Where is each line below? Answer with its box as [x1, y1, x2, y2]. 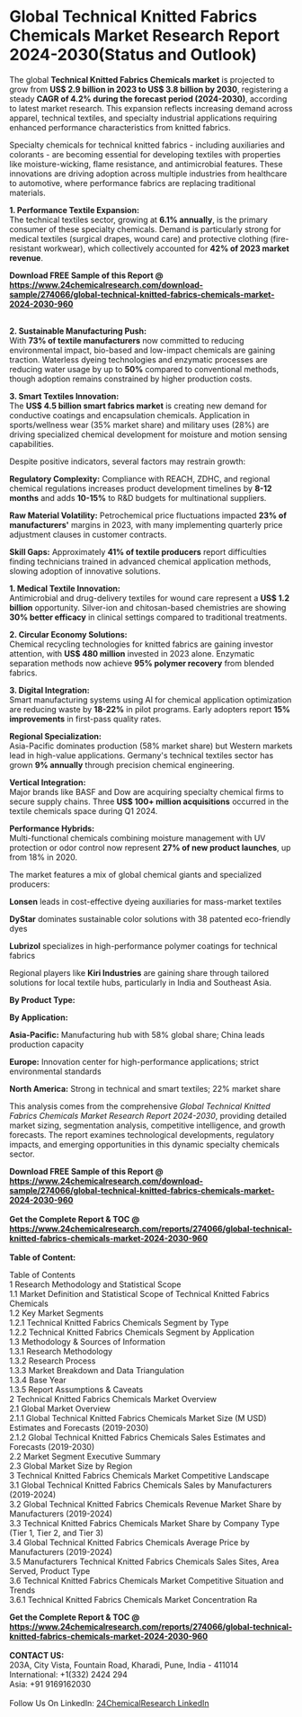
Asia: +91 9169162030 [9, 1678, 92, 1689]
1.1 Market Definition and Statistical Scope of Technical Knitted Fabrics [9, 1288, 270, 1299]
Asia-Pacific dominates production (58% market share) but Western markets [9, 740, 293, 751]
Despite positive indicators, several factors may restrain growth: [9, 456, 246, 467]
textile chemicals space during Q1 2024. [9, 805, 158, 816]
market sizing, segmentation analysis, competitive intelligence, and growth [9, 1120, 286, 1131]
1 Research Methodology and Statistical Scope [9, 1279, 182, 1290]
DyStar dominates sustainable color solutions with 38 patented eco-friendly [9, 913, 291, 924]
